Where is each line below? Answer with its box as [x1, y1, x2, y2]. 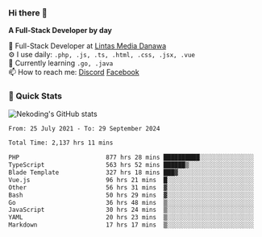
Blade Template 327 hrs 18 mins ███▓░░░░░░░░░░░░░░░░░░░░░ [8, 168, 254, 177]
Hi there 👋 [8, 7, 48, 19]
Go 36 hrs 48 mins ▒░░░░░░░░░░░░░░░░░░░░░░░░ [8, 198, 254, 206]
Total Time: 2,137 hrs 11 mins [8, 139, 114, 148]
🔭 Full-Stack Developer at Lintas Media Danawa [8, 41, 167, 51]
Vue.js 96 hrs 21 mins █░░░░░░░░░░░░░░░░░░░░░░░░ [8, 176, 254, 184]
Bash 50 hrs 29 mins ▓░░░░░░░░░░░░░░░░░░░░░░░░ [8, 191, 254, 199]
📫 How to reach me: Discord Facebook [8, 68, 139, 77]
